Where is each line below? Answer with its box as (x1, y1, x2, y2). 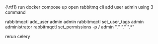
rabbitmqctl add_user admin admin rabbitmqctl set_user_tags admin (5, 19, 144, 24)
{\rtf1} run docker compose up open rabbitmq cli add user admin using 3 (5, 4, 154, 10)
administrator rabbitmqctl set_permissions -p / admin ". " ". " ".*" (5, 24, 135, 30)
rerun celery (5, 34, 31, 39)
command (5, 9, 26, 15)
